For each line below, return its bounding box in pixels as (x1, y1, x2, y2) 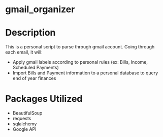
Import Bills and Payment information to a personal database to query (12, 70, 158, 76)
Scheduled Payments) (12, 65, 59, 71)
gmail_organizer (5, 4, 75, 15)
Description (5, 27, 56, 39)
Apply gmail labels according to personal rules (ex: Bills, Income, (12, 59, 148, 65)
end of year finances (12, 75, 56, 81)
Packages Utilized (5, 93, 83, 105)
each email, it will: (5, 49, 43, 56)
